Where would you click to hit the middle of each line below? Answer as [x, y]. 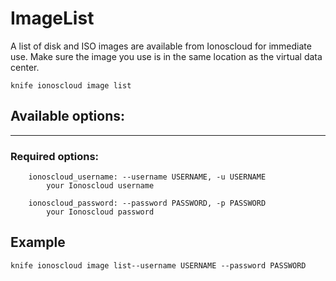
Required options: [55, 156]
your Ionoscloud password [100, 212]
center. [25, 67]
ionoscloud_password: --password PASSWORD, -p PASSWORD [147, 203]
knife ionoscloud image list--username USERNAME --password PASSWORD [158, 265]
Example [38, 242]
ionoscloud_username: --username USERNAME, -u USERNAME [147, 177]
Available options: [68, 116]
